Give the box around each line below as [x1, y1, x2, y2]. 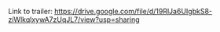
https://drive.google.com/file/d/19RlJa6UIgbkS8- [53, 7, 213, 16]
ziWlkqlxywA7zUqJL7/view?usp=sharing [8, 15, 140, 24]
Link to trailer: [8, 7, 53, 16]
